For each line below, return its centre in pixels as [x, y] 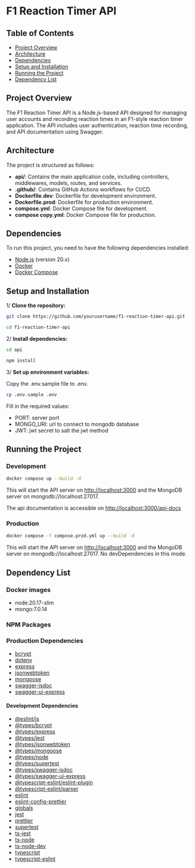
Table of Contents [40, 33]
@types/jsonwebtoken [42, 745]
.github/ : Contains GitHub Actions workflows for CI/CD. [83, 189]
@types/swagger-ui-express [50, 776]
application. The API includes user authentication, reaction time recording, [97, 125]
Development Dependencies [42, 706]
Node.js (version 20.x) [42, 259]
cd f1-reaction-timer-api [38, 328]
